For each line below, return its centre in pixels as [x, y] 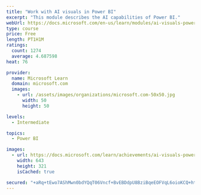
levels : [16, 117]
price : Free [21, 34]
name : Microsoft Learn [40, 78]
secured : [17, 182]
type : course [22, 28]
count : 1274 [27, 51]
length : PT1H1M [25, 39]
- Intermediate [31, 122]
